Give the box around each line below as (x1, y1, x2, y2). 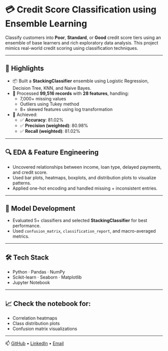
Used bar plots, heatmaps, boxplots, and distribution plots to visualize (12, 174, 156, 180)
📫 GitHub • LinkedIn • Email (5, 341, 64, 346)
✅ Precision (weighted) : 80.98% (19, 122, 88, 128)
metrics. (12, 233, 30, 240)
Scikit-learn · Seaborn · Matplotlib (12, 274, 82, 280)
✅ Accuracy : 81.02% (19, 117, 63, 123)
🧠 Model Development (5, 204, 75, 213)
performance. (12, 223, 41, 229)
